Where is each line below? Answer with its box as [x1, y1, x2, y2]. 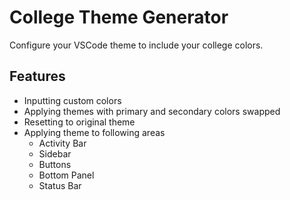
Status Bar [38, 179, 82, 191]
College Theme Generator [9, 6, 229, 29]
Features [9, 68, 66, 85]
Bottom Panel [38, 169, 95, 181]
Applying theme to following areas [23, 126, 166, 138]
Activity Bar [38, 137, 87, 149]
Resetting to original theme [23, 116, 136, 128]
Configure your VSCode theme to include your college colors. [9, 39, 264, 51]
